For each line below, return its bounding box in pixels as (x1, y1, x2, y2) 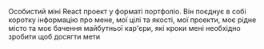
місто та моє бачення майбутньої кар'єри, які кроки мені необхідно (8, 24, 242, 32)
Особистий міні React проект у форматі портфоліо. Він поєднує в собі (8, 7, 246, 16)
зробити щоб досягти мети (8, 32, 101, 41)
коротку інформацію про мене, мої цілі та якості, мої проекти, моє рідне (8, 15, 257, 24)
